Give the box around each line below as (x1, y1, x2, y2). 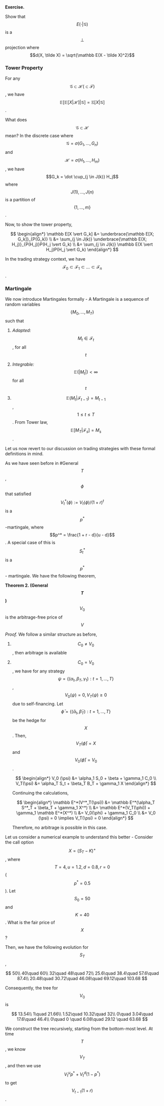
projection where (5, 45, 40, 50)
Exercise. (5, 4, 24, 10)
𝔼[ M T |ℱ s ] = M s (70, 427, 102, 434)
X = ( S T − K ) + (68, 847, 96, 855)
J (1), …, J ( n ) (70, 189, 94, 195)
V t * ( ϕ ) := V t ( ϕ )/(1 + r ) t (60, 498, 104, 506)
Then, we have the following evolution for (5, 944, 89, 950)
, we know (5, 1046, 26, 1052)
